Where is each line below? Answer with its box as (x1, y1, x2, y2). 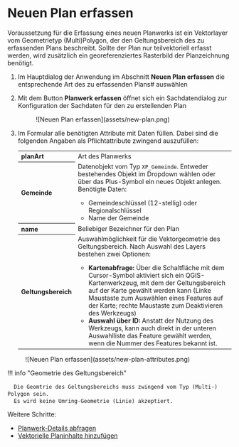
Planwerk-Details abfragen (17, 424, 97, 432)
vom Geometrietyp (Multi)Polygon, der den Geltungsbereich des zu (7, 36, 205, 44)
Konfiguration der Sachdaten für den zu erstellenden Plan (17, 101, 187, 109)
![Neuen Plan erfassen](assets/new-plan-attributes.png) (25, 355, 191, 363)
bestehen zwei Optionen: (78, 250, 152, 259)
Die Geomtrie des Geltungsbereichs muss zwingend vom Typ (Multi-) (14, 383, 218, 390)
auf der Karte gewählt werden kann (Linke (88, 286, 211, 295)
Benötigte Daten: (78, 185, 127, 193)
